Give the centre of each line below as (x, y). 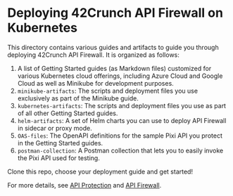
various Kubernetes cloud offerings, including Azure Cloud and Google (120, 76)
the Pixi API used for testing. (58, 158)
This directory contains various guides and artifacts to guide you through (113, 47)
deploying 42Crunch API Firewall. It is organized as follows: (93, 55)
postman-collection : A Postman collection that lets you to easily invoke (120, 150)
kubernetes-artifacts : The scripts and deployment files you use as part (122, 105)
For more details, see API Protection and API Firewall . (84, 185)
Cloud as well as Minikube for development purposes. (95, 83)
